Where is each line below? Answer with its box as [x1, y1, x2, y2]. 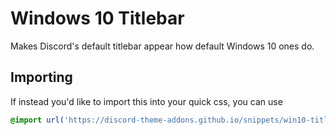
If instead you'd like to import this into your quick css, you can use [10, 95, 283, 107]
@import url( [10, 115, 65, 125]
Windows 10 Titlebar [10, 7, 185, 30]
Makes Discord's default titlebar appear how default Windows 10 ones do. [10, 40, 315, 52]
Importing [10, 69, 73, 86]
